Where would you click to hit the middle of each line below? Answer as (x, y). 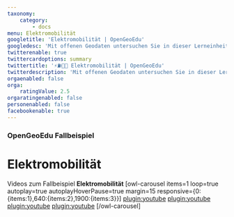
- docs (42, 27)
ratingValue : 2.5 (45, 91)
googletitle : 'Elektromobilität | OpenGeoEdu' (76, 40)
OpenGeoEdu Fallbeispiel (51, 135)
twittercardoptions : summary (49, 59)
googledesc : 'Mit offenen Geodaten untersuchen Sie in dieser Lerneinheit (118, 46)
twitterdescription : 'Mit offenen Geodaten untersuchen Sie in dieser (112, 72)
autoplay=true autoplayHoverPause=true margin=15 (81, 191)
